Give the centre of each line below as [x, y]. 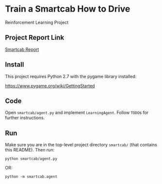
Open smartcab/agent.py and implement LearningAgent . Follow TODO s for [77, 113]
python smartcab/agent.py [31, 159]
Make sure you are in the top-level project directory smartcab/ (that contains [81, 145]
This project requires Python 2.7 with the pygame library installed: [71, 76]
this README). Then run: [30, 150]
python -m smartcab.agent [31, 177]
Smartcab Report [22, 49]
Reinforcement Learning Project [37, 22]
